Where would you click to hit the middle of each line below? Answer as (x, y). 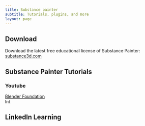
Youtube (15, 85)
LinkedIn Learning (33, 117)
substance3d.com (23, 56)
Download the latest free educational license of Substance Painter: (72, 51)
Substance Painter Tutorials (49, 71)
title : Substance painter (31, 10)
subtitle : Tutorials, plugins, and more (47, 14)
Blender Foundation (25, 96)
